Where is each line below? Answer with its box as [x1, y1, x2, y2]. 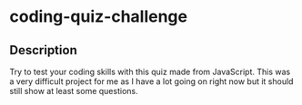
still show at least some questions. [9, 86, 138, 96]
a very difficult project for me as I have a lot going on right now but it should [9, 76, 294, 87]
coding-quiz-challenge [9, 6, 188, 27]
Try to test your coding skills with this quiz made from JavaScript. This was [9, 66, 291, 77]
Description [9, 43, 77, 58]
